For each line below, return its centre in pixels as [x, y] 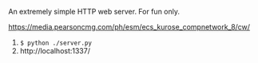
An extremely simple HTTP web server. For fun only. [94, 12]
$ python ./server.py [56, 43]
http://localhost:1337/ [55, 51]
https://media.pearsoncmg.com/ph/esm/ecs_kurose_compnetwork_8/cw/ [129, 27]
